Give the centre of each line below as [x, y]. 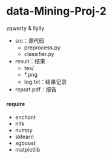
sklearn [25, 137]
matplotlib [28, 150]
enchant [25, 118]
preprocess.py [42, 48]
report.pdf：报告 [36, 89]
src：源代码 [30, 40]
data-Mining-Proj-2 [57, 11]
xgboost [25, 143]
